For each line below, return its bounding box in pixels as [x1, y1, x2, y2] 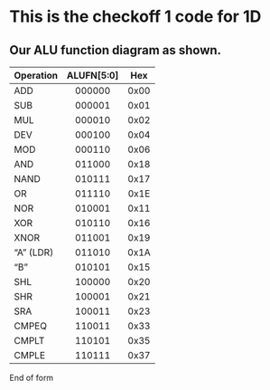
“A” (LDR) [14, 246, 54, 259]
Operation [14, 70, 59, 81]
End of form [9, 373, 54, 383]
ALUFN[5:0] [66, 70, 119, 81]
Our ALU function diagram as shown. [9, 43, 222, 58]
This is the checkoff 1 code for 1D [9, 6, 262, 27]
